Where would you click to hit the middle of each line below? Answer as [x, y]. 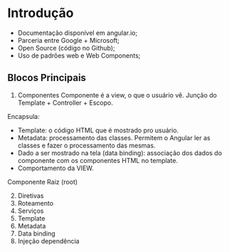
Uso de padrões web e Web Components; [79, 56]
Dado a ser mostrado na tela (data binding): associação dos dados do [120, 153]
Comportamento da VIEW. [55, 168]
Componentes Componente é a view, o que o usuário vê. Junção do [117, 95]
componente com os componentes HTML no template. [98, 160]
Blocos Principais [47, 78]
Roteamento [36, 203]
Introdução [41, 13]
